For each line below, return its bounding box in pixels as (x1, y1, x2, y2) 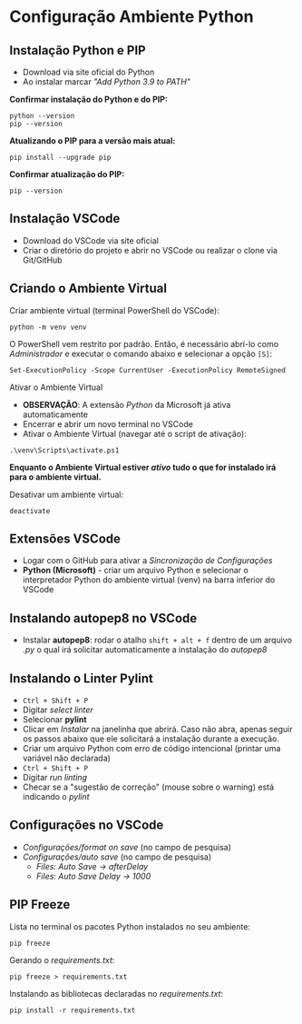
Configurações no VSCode (9, 818, 164, 833)
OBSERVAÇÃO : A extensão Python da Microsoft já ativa (22, 399, 231, 410)
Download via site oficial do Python (22, 66, 155, 77)
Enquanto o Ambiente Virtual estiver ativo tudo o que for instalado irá (9, 462, 277, 472)
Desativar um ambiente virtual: (9, 489, 124, 500)
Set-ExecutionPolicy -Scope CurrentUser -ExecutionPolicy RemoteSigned (9, 365, 286, 374)
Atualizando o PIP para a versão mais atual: (9, 135, 176, 146)
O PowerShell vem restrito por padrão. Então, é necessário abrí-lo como (9, 338, 279, 349)
